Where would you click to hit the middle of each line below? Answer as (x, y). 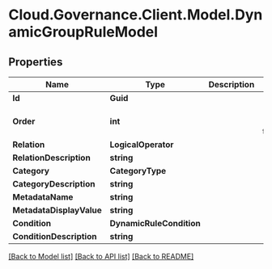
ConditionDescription (55, 236)
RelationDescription (51, 158)
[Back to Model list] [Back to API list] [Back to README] (101, 256)
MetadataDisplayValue (57, 210)
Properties (36, 62)
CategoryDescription (54, 184)
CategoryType (138, 171)
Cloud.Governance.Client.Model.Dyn (136, 15)
